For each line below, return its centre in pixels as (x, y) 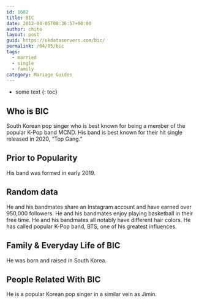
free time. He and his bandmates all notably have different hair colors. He (99, 220)
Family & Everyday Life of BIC (63, 246)
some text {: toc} (36, 92)
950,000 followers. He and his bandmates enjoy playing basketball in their (100, 213)
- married (24, 57)
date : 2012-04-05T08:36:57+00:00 (49, 23)
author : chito (24, 29)
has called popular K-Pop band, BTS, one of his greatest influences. (92, 226)
